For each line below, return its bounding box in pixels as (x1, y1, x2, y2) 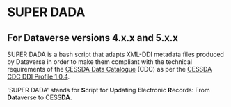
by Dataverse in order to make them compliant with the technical (7, 58, 193, 66)
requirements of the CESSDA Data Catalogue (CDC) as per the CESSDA (7, 65, 212, 73)
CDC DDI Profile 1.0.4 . (7, 72, 70, 81)
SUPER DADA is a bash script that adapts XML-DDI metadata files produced (7, 50, 225, 58)
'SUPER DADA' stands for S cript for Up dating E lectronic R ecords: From (7, 86, 210, 94)
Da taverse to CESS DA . (7, 93, 72, 101)
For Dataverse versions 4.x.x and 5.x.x (7, 32, 179, 44)
